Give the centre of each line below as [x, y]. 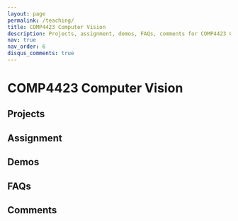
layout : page [27, 14]
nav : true [22, 40]
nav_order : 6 [27, 47]
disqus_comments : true [41, 54]
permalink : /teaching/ [41, 20]
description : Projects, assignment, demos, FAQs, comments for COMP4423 [117, 34]
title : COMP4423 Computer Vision [57, 27]
